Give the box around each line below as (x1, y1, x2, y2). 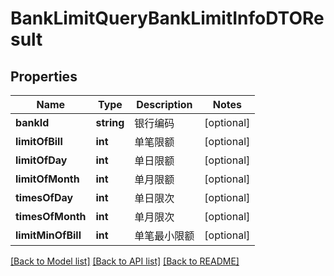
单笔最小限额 (134, 229, 195, 242)
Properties (10, 68, 78, 85)
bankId (15, 116, 50, 129)
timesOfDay (15, 191, 74, 204)
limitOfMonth (15, 172, 80, 186)
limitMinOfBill (15, 228, 82, 242)
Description (136, 98, 193, 111)
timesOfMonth (15, 210, 87, 223)
